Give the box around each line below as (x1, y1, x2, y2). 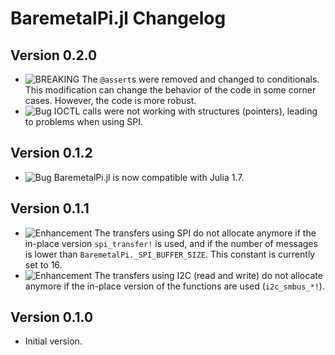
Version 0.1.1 (10, 200, 90, 217)
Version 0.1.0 (10, 309, 94, 326)
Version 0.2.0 (10, 47, 98, 64)
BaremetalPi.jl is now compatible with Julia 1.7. (53, 171, 245, 183)
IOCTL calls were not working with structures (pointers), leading (53, 105, 318, 117)
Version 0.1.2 (10, 145, 93, 162)
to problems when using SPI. (24, 116, 143, 127)
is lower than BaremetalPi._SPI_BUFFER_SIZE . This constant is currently (24, 248, 316, 260)
